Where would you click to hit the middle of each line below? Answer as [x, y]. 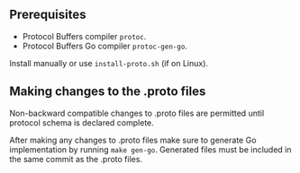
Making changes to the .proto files [108, 92]
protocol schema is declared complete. [82, 122]
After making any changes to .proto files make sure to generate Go [133, 140]
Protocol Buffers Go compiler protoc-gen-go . [105, 46]
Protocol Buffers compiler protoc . [84, 36]
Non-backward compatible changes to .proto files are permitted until [137, 113]
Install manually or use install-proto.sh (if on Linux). [109, 63]
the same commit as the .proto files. [76, 159]
